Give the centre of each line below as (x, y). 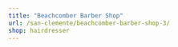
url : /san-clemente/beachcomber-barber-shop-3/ (89, 23)
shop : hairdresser (39, 30)
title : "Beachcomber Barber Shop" (66, 16)
